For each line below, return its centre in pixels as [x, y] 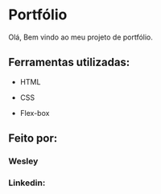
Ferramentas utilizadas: [69, 62]
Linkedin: [27, 183]
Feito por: [33, 138]
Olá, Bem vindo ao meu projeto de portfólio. [80, 37]
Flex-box [35, 113]
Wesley [23, 161]
